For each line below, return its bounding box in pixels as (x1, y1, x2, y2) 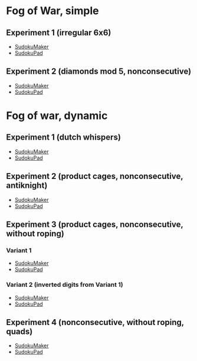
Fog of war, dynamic (6, 109, 108, 122)
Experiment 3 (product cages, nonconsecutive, (6, 220, 183, 230)
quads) (6, 327, 33, 336)
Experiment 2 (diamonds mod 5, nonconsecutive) (6, 67, 192, 77)
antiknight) (6, 181, 48, 191)
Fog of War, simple (6, 4, 99, 18)
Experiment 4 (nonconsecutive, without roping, (6, 317, 184, 327)
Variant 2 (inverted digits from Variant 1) (6, 281, 123, 289)
